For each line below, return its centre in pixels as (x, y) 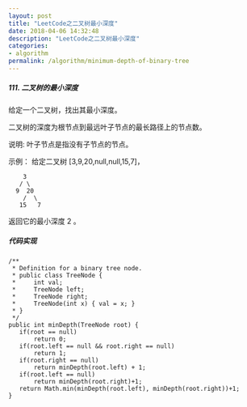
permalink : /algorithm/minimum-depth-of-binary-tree (99, 61)
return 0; (50, 339)
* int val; (37, 282)
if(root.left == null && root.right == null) (97, 346)
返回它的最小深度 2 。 (44, 221)
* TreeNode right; (50, 296)
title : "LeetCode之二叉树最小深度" (63, 23)
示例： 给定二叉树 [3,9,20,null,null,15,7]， (76, 161)
